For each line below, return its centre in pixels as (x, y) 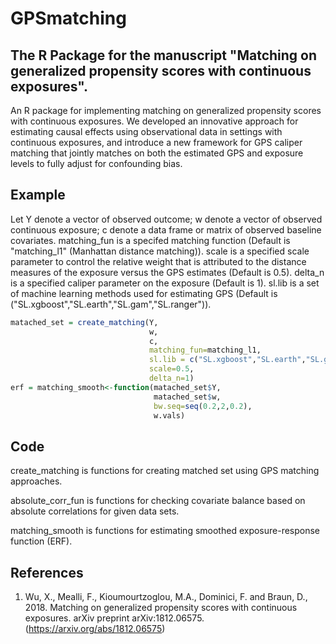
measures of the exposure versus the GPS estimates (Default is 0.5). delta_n (167, 272)
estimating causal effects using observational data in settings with (146, 131)
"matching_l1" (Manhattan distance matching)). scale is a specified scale (160, 251)
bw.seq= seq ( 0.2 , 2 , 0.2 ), (203, 406)
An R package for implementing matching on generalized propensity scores (166, 110)
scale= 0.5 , (171, 369)
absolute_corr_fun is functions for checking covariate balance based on (158, 501)
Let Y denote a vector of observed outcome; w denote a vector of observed (166, 219)
